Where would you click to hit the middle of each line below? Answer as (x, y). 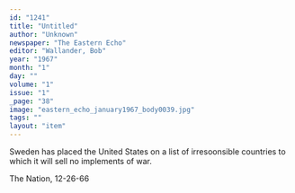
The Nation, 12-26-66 (49, 179)
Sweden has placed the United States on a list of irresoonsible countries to (147, 152)
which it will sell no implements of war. (81, 161)
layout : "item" (38, 127)
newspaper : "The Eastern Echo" (68, 43)
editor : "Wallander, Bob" (58, 51)
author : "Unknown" (44, 34)
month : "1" (30, 68)
